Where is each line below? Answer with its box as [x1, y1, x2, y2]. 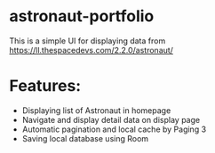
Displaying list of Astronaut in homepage [21, 104, 171, 116]
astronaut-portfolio [9, 6, 155, 27]
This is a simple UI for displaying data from [9, 35, 166, 46]
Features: [9, 76, 82, 96]
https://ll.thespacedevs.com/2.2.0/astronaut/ [9, 44, 173, 55]
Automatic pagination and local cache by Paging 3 [21, 124, 207, 134]
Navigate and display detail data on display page [21, 114, 201, 125]
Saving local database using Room [21, 133, 149, 143]
